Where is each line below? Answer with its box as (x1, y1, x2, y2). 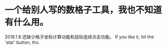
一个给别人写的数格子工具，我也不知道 (4, 4, 163, 16)
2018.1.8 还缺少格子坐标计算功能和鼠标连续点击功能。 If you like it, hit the (4, 34, 154, 40)
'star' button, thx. (4, 39, 40, 45)
